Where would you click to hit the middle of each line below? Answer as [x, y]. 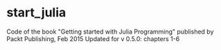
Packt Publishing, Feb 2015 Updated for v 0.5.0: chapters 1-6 [93, 38]
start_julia [36, 13]
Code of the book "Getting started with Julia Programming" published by [110, 32]
